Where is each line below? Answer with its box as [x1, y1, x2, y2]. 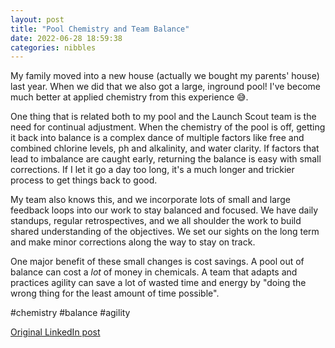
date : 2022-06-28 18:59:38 [10, 33, 123, 43]
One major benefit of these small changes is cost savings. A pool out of [10, 256, 305, 268]
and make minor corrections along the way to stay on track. [10, 236, 256, 248]
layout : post [10, 14, 65, 25]
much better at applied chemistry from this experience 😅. [10, 91, 249, 103]
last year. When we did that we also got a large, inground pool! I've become [10, 81, 321, 93]
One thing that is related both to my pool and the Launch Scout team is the [10, 111, 317, 123]
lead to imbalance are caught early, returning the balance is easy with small [10, 153, 322, 165]
